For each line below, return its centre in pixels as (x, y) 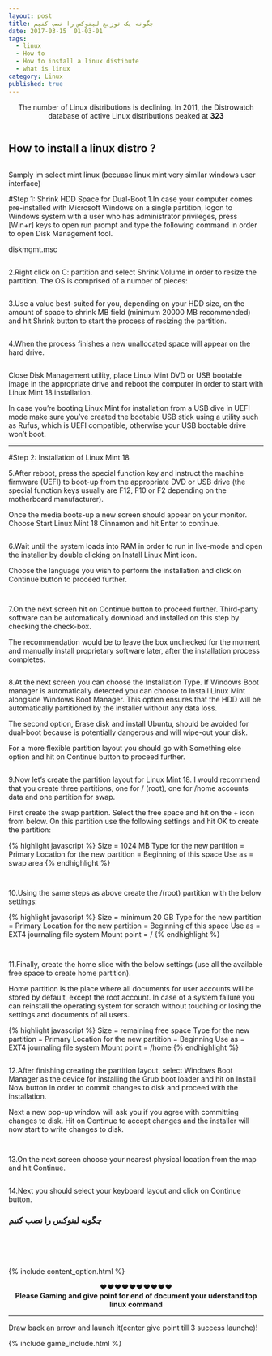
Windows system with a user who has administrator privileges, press (123, 217)
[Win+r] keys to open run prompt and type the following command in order (133, 225)
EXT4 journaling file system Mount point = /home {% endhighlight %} (123, 1047)
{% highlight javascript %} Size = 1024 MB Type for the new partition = (127, 846)
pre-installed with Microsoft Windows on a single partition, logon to (121, 208)
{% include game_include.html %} (65, 1343)
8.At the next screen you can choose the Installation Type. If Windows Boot (134, 682)
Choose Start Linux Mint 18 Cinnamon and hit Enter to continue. (114, 524)
